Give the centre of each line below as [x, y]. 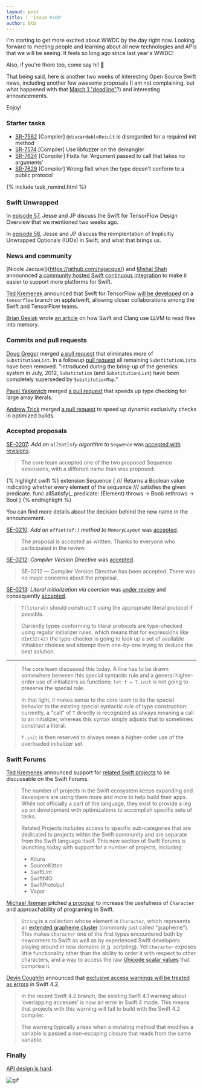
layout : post [23, 12]
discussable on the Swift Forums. [48, 779]
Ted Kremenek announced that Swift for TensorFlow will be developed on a [100, 293]
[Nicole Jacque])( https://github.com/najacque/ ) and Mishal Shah [87, 269]
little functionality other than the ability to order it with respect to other [108, 953]
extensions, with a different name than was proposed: [88, 469]
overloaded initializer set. [52, 743]
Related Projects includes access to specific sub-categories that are [106, 828]
